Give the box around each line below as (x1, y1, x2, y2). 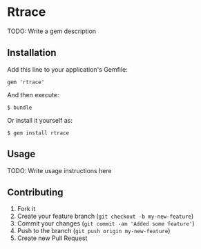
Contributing (7, 186, 64, 198)
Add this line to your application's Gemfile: (7, 65, 128, 73)
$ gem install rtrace (7, 129, 70, 137)
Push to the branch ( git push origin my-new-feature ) (17, 227, 171, 235)
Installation (7, 47, 57, 59)
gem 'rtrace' (7, 79, 45, 86)
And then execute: (7, 90, 59, 99)
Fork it (17, 205, 36, 213)
